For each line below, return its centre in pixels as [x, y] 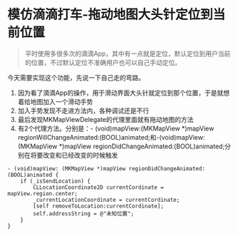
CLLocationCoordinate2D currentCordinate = [98, 187]
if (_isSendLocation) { [56, 181]
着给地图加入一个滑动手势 [55, 101]
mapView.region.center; [43, 193]
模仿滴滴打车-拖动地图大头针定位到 [110, 15]
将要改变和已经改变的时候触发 [74, 155]
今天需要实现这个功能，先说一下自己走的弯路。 [76, 77]
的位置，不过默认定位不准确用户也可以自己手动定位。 [103, 62]
